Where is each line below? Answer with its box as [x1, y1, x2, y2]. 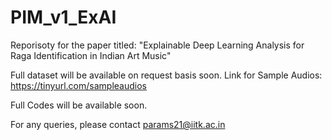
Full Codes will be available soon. [10, 99, 148, 111]
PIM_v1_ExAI [10, 6, 117, 29]
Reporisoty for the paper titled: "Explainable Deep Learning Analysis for [10, 39, 305, 51]
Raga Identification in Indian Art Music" [10, 49, 172, 61]
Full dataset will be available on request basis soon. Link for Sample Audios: [10, 69, 323, 81]
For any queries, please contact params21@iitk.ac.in [10, 118, 226, 130]
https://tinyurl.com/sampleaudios [10, 79, 147, 91]
